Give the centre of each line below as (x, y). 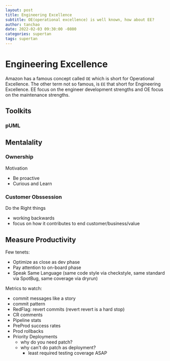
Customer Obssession (34, 197)
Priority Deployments (35, 336)
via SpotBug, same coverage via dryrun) (55, 278)
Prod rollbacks (28, 331)
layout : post (19, 10)
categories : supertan (28, 34)
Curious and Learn (32, 184)
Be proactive (26, 178)
